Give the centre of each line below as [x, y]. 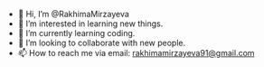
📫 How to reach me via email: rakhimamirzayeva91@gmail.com [136, 53]
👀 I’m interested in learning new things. [90, 24]
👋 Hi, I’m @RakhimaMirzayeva [73, 14]
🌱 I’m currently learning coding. [76, 33]
